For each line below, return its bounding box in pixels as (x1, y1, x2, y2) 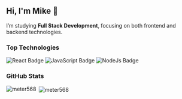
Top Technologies (6, 43, 60, 52)
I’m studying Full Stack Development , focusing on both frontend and (6, 22, 176, 29)
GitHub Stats (6, 72, 44, 80)
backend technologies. (6, 28, 63, 35)
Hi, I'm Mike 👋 (6, 6, 59, 16)
